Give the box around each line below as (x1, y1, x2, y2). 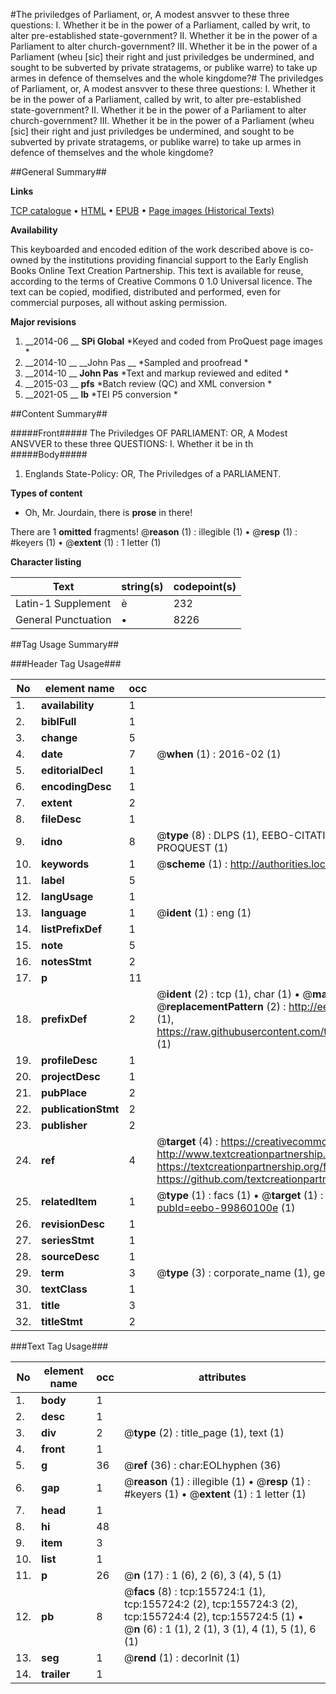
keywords (41, 857, 90, 871)
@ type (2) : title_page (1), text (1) (123, 1426, 285, 1439)
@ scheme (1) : (156, 857, 228, 871)
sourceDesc (41, 1250, 100, 1263)
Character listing (10, 556, 82, 568)
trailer (41, 1667, 71, 1681)
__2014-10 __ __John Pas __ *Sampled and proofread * (24, 357, 249, 368)
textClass (41, 1282, 88, 1296)
